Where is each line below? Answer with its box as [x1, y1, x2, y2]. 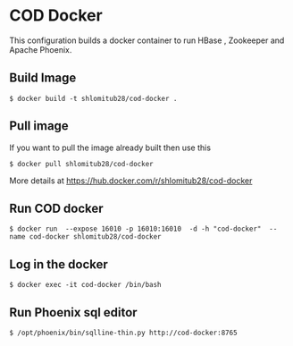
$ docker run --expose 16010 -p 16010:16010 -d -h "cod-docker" [9, 224, 262, 233]
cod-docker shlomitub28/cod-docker [29, 232, 163, 241]
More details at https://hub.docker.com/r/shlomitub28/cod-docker [9, 175, 253, 186]
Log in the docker [9, 257, 109, 272]
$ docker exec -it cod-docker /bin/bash [9, 281, 163, 290]
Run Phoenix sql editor [9, 305, 138, 320]
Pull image [9, 118, 69, 134]
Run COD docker [9, 200, 105, 215]
